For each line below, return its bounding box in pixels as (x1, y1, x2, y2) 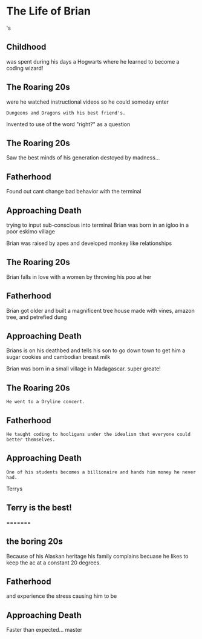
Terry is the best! (6, 503, 73, 513)
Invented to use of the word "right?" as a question (6, 120, 131, 128)
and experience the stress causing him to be (6, 592, 117, 600)
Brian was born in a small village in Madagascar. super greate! (6, 365, 161, 372)
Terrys (6, 485, 23, 492)
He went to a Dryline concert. (6, 399, 85, 405)
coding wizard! (6, 64, 44, 72)
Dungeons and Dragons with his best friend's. (6, 110, 126, 116)
